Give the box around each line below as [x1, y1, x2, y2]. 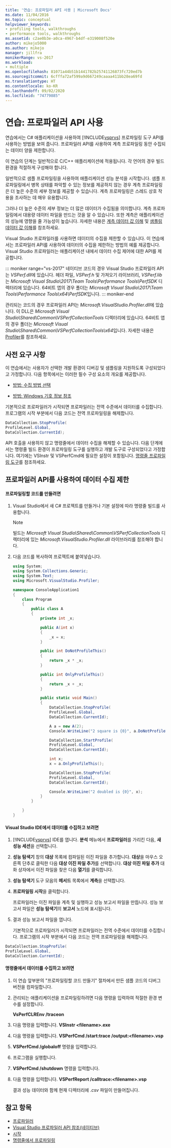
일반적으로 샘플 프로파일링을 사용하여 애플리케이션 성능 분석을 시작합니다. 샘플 [5, 175, 160, 181]
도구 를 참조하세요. [10, 458, 46, 465]
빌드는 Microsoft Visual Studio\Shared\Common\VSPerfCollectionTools [12, 530, 160, 536]
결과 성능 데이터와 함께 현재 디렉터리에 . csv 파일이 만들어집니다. [12, 1087, 140, 1093]
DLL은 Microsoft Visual [21, 308, 70, 314]
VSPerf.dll [10, 272, 32, 278]
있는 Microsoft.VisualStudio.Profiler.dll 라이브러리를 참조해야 [30, 536, 154, 542]
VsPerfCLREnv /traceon [12, 1012, 65, 1017]
